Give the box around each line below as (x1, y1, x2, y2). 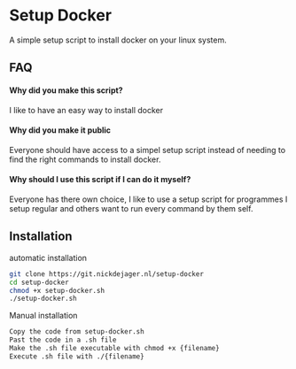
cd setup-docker (9, 278, 69, 287)
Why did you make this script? (9, 85, 123, 96)
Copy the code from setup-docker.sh (9, 327, 144, 336)
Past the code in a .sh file (9, 335, 117, 345)
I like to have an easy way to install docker (9, 104, 164, 115)
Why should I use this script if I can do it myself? (9, 174, 191, 185)
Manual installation (9, 311, 78, 321)
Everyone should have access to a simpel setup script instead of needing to (9, 144, 286, 155)
